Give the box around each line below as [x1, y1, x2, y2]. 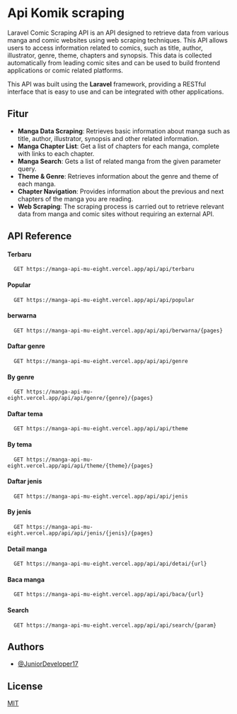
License [7, 680, 43, 692]
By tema [7, 440, 33, 448]
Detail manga [7, 545, 47, 553]
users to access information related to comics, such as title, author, [7, 43, 203, 52]
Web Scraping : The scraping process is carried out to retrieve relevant [17, 202, 224, 211]
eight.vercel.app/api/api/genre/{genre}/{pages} [7, 395, 154, 402]
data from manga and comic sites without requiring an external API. [17, 209, 214, 218]
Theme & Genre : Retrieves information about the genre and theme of [17, 172, 219, 180]
